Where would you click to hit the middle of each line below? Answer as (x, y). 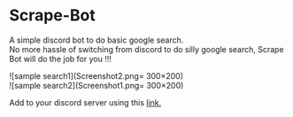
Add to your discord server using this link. (85, 102)
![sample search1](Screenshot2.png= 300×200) (96, 75)
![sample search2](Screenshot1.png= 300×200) (96, 85)
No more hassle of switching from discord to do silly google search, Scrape (147, 49)
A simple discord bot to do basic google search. (96, 40)
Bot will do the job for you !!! (61, 58)
